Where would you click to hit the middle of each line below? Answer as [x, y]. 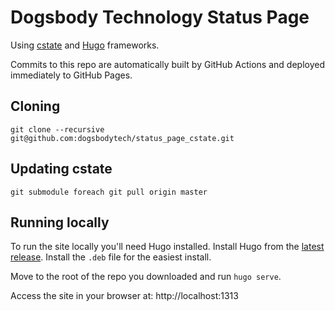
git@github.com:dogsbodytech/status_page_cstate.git [122, 138]
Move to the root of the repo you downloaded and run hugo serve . [146, 277]
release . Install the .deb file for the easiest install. [111, 257]
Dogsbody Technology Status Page [160, 17]
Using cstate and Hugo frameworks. [85, 45]
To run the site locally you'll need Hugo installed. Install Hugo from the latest [167, 247]
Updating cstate [61, 169]
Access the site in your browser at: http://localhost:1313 [124, 296]
